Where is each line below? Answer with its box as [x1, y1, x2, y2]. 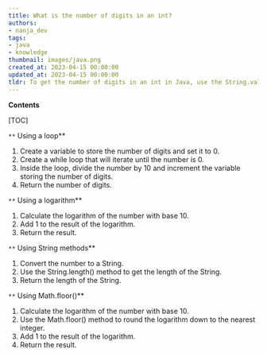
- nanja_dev [8, 26, 48, 34]
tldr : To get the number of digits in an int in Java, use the [8, 78, 222, 86]
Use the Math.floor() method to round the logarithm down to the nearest [19, 315, 256, 324]
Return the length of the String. [19, 275, 122, 284]
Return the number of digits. [19, 180, 113, 189]
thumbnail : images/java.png [8, 56, 102, 64]
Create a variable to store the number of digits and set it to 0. [19, 146, 220, 156]
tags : [8, 33, 26, 42]
